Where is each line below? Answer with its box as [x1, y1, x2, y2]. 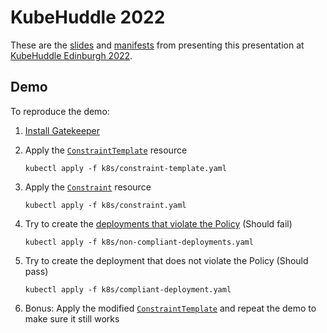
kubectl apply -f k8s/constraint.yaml [24, 200, 187, 210]
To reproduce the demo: [10, 105, 110, 117]
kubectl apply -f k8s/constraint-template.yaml [24, 163, 227, 173]
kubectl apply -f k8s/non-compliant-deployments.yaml [24, 237, 254, 247]
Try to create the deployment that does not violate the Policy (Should [24, 254, 309, 266]
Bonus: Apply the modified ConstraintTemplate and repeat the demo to [24, 302, 317, 314]
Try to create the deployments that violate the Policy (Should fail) [24, 217, 293, 230]
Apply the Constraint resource [24, 181, 152, 193]
